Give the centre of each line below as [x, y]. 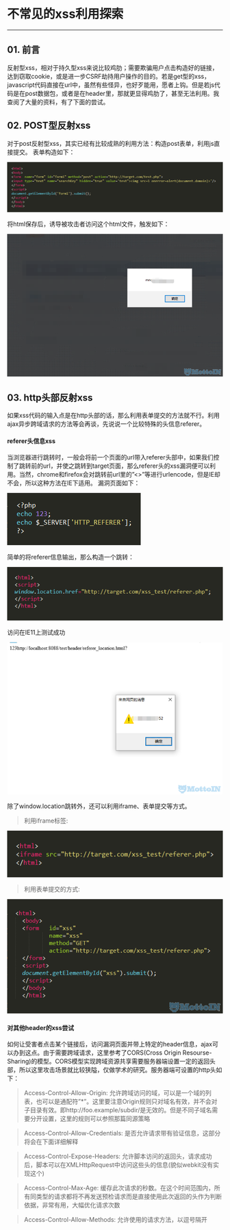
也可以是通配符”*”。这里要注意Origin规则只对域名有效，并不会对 [127, 1102]
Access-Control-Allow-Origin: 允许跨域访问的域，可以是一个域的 [115, 1093]
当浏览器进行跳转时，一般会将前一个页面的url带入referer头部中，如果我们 [110, 457]
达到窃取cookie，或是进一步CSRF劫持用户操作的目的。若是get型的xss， [109, 76]
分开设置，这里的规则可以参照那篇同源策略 [90, 1119]
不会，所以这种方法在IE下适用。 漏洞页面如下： [74, 483]
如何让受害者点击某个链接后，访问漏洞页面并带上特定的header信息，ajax [110, 1044]
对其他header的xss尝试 [40, 1027]
